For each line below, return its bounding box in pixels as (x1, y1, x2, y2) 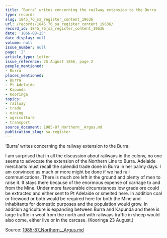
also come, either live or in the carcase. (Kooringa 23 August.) (5, 217, 134, 223)
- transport (5, 120, 30, 125)
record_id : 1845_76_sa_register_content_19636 (5, 26, 105, 31)
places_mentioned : (5, 73, 44, 78)
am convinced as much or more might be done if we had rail (5, 169, 130, 175)
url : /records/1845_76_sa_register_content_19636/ (5, 21, 114, 27)
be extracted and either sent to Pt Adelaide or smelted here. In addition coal (5, 190, 162, 197)
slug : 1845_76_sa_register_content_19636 (5, 17, 94, 22)
